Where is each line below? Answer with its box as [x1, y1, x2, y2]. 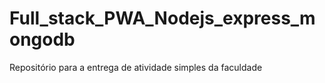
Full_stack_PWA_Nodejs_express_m [9, 7, 316, 30]
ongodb [9, 28, 76, 51]
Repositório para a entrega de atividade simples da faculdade [9, 61, 263, 73]
